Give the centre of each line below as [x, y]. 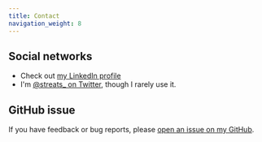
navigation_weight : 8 [45, 24]
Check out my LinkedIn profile [70, 76]
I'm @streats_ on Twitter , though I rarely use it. [98, 84]
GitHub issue [42, 110]
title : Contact [34, 16]
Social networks [50, 56]
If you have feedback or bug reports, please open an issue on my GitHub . [131, 130]
